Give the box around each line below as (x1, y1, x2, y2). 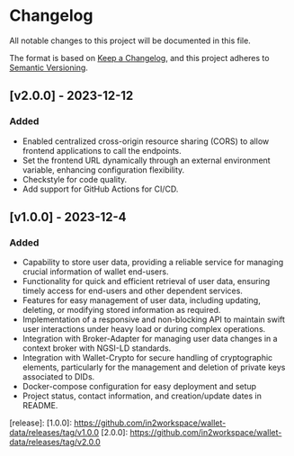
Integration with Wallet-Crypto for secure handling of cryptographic (22, 353, 273, 363)
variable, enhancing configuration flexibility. (22, 164, 185, 175)
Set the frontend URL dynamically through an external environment (22, 155, 272, 165)
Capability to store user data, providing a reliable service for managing (22, 257, 284, 268)
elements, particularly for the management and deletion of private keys (22, 362, 286, 373)
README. (22, 400, 58, 411)
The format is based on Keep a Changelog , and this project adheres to (9, 52, 270, 63)
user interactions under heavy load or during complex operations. (22, 324, 266, 335)
